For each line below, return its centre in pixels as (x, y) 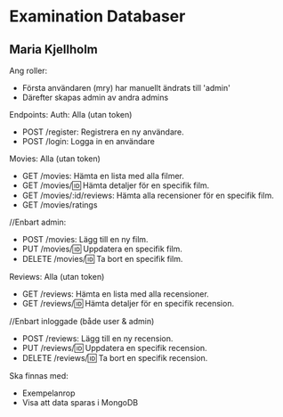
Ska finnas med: (39, 376)
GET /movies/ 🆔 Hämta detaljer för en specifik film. (116, 185)
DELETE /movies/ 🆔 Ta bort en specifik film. (102, 259)
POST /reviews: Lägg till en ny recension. (97, 339)
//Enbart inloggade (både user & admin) (82, 321)
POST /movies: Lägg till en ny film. (85, 239)
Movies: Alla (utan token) (55, 159)
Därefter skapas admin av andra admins (95, 97)
